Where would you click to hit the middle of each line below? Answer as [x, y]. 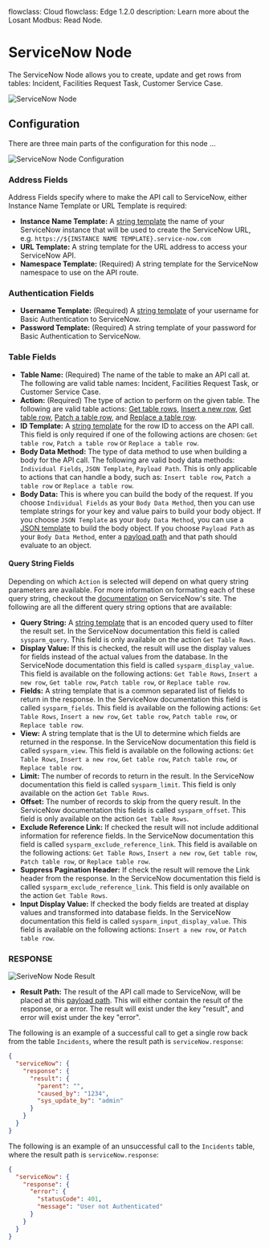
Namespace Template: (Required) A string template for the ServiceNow [139, 264]
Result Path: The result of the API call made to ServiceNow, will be [130, 992]
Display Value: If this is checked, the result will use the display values [135, 648]
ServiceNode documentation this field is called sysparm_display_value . [137, 665]
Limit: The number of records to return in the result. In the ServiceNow [137, 776]
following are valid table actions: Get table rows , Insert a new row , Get [135, 409]
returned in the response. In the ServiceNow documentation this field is [138, 742]
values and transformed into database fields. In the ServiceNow [125, 912]
